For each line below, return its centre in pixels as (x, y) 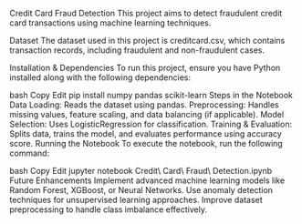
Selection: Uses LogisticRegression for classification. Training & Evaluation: (151, 124)
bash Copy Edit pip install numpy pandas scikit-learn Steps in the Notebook (151, 95)
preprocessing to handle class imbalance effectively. (109, 209)
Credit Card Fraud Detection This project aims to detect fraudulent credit (146, 13)
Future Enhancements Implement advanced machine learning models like (147, 180)
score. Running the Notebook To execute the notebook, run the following (146, 143)
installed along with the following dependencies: (100, 77)
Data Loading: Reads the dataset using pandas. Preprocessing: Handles (145, 105)
